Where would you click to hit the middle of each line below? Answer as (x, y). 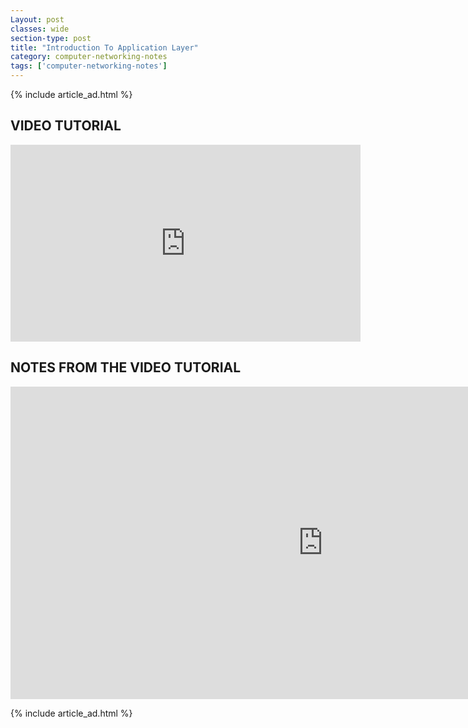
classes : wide (40, 29)
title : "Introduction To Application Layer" (104, 47)
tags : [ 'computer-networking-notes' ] (89, 66)
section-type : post (51, 38)
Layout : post (37, 19)
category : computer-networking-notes (89, 57)
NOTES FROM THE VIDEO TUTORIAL (126, 367)
